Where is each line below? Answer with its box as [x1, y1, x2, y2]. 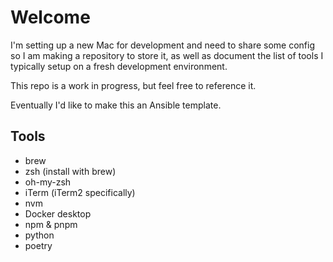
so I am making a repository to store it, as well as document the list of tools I [10, 49, 324, 61]
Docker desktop [24, 207, 92, 220]
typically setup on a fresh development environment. [10, 60, 228, 72]
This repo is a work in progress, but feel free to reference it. [10, 79, 257, 91]
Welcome [10, 6, 91, 29]
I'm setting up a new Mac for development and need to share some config [10, 39, 315, 51]
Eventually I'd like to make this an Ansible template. [10, 99, 222, 111]
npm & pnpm [24, 218, 78, 230]
